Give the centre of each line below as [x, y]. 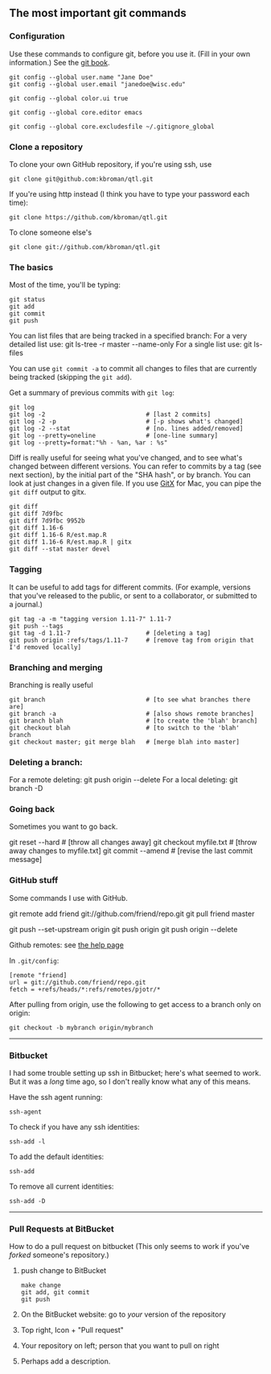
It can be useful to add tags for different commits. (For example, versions [130, 587]
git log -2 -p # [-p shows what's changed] [126, 422]
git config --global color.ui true [69, 98]
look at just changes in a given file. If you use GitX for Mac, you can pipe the [135, 484]
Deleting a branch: [46, 762]
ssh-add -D [27, 1201]
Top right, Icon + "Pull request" [72, 1330]
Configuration [37, 36]
